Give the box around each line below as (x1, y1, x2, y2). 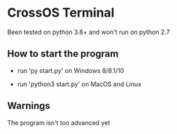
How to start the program (7, 48, 119, 60)
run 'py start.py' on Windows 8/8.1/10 (17, 66, 124, 74)
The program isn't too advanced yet (7, 118, 110, 126)
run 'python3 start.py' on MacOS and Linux (17, 80, 141, 88)
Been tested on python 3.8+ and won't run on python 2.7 (7, 28, 170, 36)
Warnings (7, 100, 51, 112)
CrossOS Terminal (7, 5, 115, 21)
